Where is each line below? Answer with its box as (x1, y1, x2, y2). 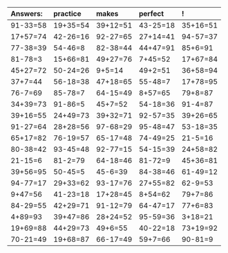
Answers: (10, 9, 43, 18)
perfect (139, 9, 164, 18)
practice (53, 9, 82, 18)
